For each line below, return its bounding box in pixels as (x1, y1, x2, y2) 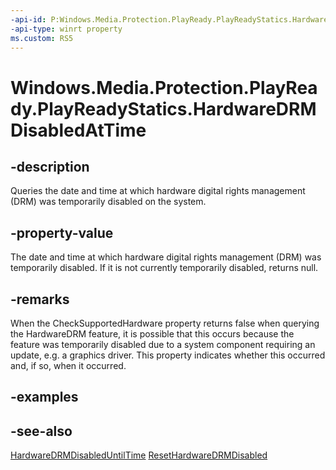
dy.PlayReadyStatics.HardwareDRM (10, 97, 317, 120)
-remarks (10, 291, 70, 308)
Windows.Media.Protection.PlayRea (10, 76, 318, 99)
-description (10, 158, 90, 175)
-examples (10, 389, 79, 406)
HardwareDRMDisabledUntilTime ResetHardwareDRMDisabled (10, 449, 268, 461)
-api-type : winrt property (10, 24, 123, 34)
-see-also (10, 422, 73, 440)
